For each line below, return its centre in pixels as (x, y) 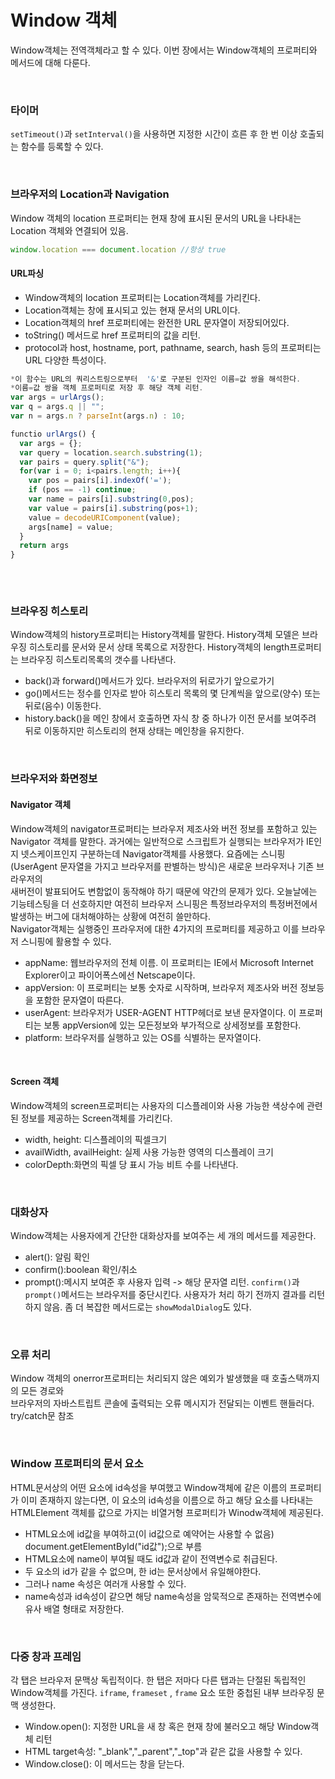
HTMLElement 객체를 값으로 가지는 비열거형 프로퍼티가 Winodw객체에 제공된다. (167, 1512)
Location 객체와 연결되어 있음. (69, 230)
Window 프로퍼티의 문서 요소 (77, 1464)
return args (44, 546)
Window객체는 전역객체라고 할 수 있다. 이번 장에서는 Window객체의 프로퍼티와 (164, 50)
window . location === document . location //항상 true (118, 249)
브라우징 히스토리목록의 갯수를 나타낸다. (98, 660)
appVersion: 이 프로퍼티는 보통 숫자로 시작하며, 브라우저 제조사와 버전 (161, 987)
